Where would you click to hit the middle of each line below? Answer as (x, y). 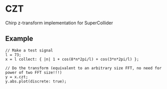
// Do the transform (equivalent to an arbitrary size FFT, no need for (83, 68)
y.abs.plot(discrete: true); (36, 81)
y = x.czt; (17, 77)
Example (19, 39)
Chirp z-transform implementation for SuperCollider (59, 23)
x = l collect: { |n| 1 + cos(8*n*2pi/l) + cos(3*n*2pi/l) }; (72, 59)
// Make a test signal (29, 50)
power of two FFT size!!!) (34, 72)
